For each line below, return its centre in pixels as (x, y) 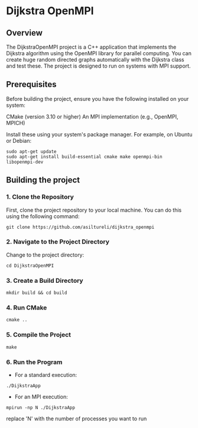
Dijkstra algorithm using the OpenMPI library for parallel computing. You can (99, 53)
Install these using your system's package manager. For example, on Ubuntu (99, 134)
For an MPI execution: (41, 397)
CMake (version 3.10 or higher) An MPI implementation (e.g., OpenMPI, (92, 116)
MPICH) (16, 123)
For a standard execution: (46, 375)
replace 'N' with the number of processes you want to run (77, 419)
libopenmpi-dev (25, 162)
